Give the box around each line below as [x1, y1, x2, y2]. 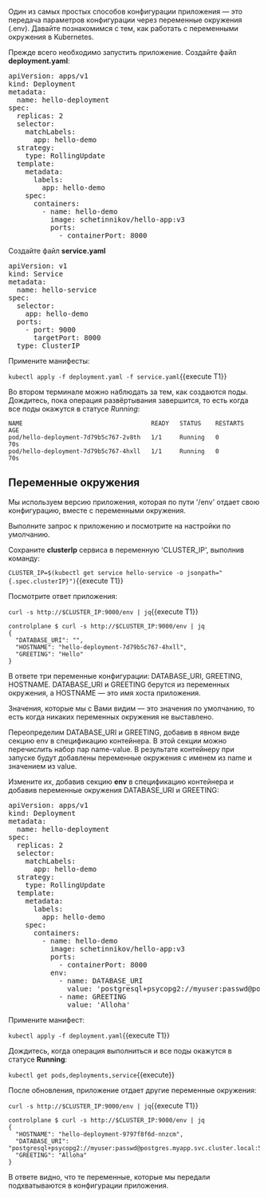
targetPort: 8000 [33, 333, 101, 342]
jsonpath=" [186, 569, 223, 577]
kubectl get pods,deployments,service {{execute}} [8, 1070, 175, 1079]
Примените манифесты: [8, 357, 90, 365]
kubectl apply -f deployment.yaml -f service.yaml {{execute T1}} [8, 372, 227, 381]
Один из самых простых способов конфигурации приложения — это [8, 7, 243, 16]
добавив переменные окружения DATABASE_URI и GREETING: [8, 785, 219, 794]
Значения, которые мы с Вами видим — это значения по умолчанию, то [8, 703, 255, 713]
